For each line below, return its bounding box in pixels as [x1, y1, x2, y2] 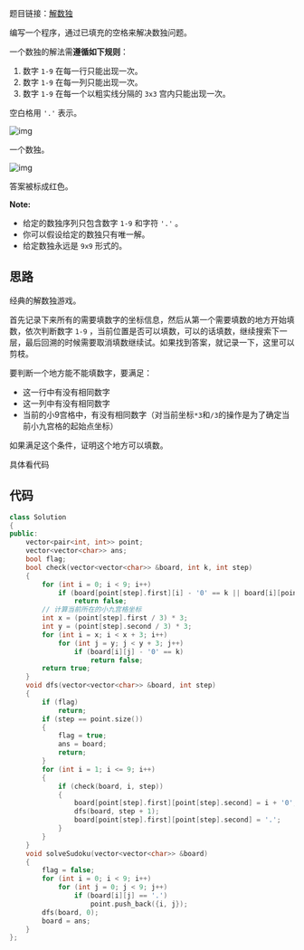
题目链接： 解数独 [9, 8, 73, 18]
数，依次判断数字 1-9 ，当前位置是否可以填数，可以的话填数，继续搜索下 [9, 325, 280, 337]
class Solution [9, 512, 67, 522]
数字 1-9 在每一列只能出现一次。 [22, 77, 143, 88]
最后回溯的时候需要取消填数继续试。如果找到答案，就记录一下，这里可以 [24, 337, 295, 347]
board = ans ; [42, 917, 91, 926]
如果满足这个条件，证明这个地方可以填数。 [9, 440, 168, 451]
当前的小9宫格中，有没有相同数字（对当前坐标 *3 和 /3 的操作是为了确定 [22, 409, 282, 420]
